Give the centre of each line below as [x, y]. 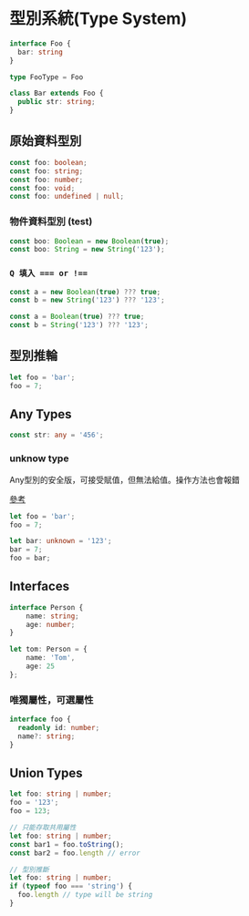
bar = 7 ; [26, 550]
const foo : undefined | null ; [67, 197]
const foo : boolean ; [49, 162]
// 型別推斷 [30, 870]
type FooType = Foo [47, 77]
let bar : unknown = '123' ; [61, 541]
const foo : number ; [47, 180]
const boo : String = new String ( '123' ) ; [88, 250]
